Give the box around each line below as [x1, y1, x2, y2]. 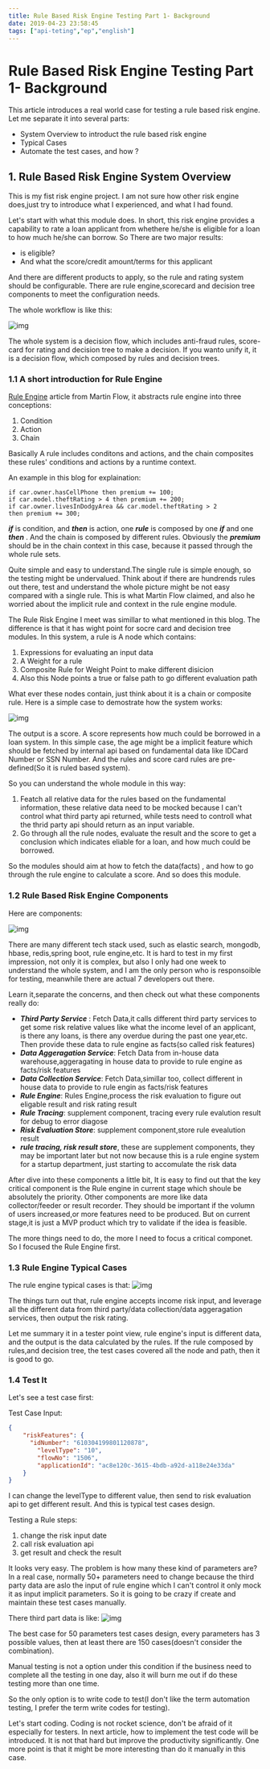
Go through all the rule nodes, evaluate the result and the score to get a [19, 828, 257, 838]
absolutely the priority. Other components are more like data [8, 1192, 208, 1202]
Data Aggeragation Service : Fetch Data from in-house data [19, 1048, 219, 1057]
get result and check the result [19, 1548, 122, 1558]
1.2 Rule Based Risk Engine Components [8, 890, 169, 901]
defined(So [8, 763, 46, 773]
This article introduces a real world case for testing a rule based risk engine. [8, 106, 260, 115]
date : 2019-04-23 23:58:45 [8, 19, 99, 27]
